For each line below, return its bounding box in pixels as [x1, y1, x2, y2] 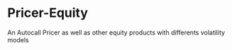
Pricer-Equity [7, 5, 89, 21]
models [7, 35, 30, 44]
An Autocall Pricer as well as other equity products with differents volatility [7, 28, 226, 37]
